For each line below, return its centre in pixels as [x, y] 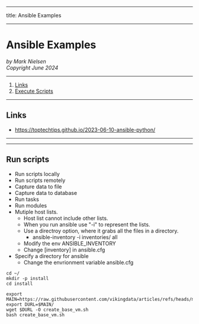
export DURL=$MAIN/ [30, 304]
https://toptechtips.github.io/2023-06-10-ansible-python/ [85, 130]
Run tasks [27, 199]
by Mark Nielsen [26, 61]
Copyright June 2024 [32, 67]
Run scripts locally [37, 174]
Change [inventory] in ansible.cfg [64, 250]
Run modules [31, 205]
